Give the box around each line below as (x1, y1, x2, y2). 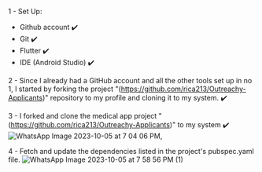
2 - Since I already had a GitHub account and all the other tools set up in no (8, 76, 253, 85)
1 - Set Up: (8, 7, 42, 16)
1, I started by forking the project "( (8, 84, 122, 93)
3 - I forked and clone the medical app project (8, 112, 157, 120)
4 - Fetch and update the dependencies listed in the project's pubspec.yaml (8, 147, 254, 156)
